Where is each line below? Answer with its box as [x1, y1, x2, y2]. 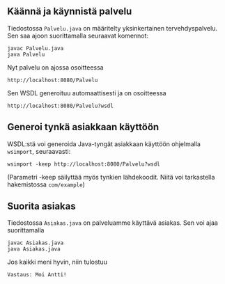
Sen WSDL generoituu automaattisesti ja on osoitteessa [7, 88, 166, 97]
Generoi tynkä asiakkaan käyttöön [7, 121, 160, 133]
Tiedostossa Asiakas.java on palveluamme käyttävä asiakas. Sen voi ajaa [7, 219, 218, 227]
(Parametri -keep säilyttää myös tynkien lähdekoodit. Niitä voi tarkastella [7, 173, 215, 181]
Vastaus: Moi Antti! [7, 271, 68, 278]
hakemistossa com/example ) [7, 180, 85, 189]
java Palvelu [7, 51, 45, 58]
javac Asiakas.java [7, 239, 64, 246]
